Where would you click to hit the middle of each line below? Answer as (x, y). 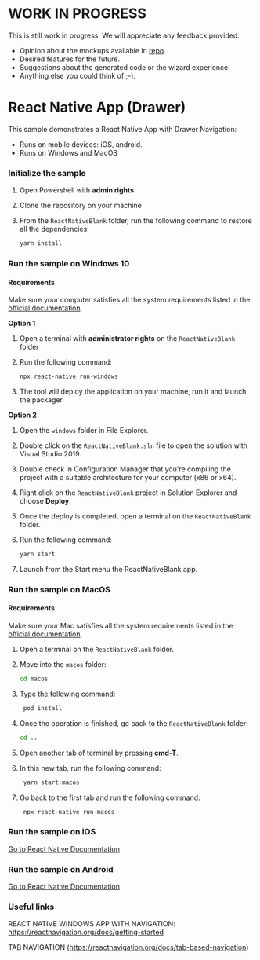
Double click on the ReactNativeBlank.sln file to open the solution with (134, 445)
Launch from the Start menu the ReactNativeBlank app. (108, 569)
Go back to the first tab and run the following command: (110, 797)
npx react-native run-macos (69, 812)
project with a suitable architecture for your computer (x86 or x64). (128, 478)
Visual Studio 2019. (51, 454)
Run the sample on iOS (52, 832)
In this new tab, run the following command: (90, 768)
